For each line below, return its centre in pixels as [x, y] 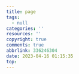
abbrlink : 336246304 [32, 51]
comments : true [25, 45]
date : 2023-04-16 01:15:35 [40, 56]
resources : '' [24, 34]
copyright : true [26, 39]
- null [20, 23]
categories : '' [25, 28]
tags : [13, 17]
